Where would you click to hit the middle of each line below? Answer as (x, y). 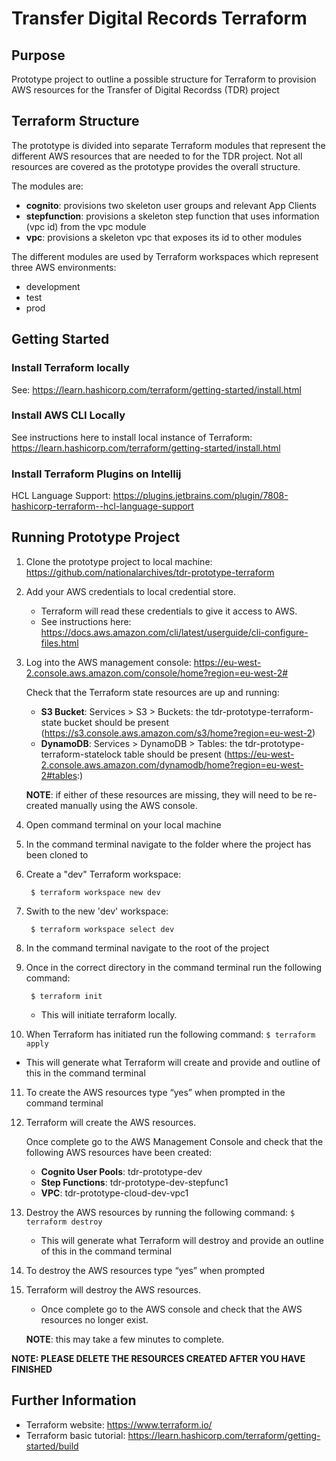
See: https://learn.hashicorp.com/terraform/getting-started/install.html (156, 389)
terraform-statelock (81, 754)
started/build (52, 1446)
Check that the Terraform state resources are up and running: (152, 692)
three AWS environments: (64, 267)
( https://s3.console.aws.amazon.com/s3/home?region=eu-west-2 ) (178, 733)
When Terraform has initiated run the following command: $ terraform (170, 1034)
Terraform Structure (75, 121)
